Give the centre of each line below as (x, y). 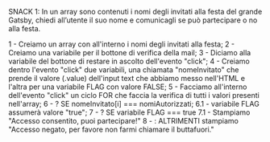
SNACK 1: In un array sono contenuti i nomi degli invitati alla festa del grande (135, 12)
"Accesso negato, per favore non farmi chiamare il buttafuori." (112, 129)
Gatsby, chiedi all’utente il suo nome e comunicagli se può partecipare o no (133, 20)
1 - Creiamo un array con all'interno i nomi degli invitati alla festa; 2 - (122, 44)
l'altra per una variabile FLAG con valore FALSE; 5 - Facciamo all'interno (128, 87)
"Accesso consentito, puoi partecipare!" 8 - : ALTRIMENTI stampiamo (124, 121)
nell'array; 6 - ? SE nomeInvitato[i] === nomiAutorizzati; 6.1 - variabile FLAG (134, 104)
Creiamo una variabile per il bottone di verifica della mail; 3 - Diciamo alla (130, 53)
